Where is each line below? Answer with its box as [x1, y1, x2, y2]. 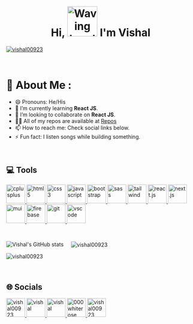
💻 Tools [6, 165, 38, 175]
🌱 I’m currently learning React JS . [14, 104, 98, 112]
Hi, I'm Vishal [50, 26, 151, 40]
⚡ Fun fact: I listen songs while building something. [14, 133, 141, 140]
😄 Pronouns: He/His [14, 98, 66, 105]
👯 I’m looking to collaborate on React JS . [14, 111, 116, 118]
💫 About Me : [6, 79, 72, 92]
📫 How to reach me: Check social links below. [14, 124, 130, 131]
